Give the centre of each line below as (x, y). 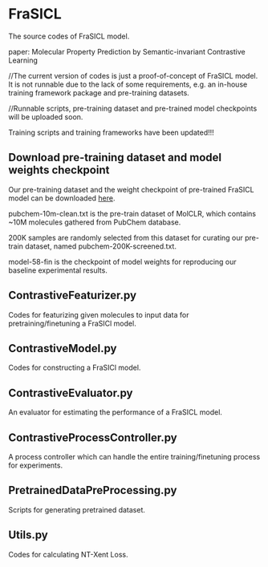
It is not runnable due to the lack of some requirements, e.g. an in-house (128, 84)
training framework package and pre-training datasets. (99, 92)
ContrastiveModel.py (63, 348)
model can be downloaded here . (62, 198)
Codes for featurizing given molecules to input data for (99, 314)
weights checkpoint (59, 170)
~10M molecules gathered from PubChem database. (95, 222)
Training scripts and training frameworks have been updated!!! (111, 132)
